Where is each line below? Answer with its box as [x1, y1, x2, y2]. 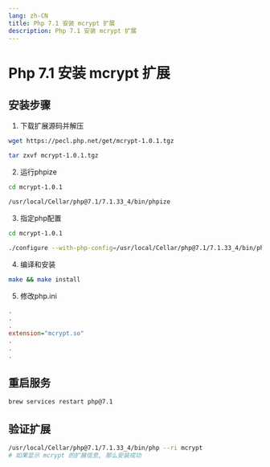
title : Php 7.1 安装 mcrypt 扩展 [8, 19, 116, 27]
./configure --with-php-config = [8, 244, 117, 252]
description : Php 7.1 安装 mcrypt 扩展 [8, 27, 137, 35]
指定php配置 [19, 213, 62, 223]
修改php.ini [19, 291, 58, 301]
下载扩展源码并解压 [19, 121, 84, 131]
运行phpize [19, 167, 58, 177]
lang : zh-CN [8, 11, 48, 20]
